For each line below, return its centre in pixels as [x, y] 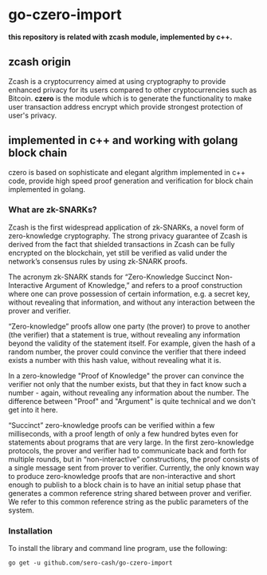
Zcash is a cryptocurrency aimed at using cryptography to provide [117, 81]
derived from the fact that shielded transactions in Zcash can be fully [122, 244]
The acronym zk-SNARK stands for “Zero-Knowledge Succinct [111, 277]
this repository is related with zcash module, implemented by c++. [120, 37]
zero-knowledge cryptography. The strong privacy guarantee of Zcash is [128, 236]
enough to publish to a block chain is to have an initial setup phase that [125, 485]
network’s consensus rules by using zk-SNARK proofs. [98, 261]
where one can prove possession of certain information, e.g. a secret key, [129, 293]
